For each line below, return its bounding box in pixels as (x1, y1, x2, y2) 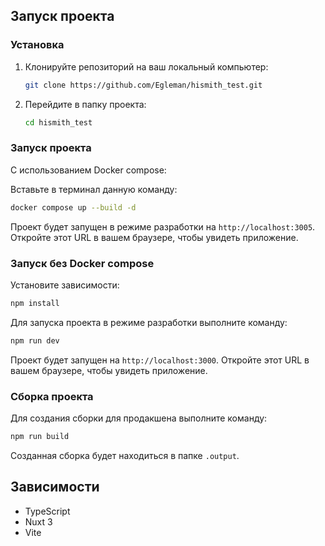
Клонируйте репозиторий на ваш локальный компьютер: (24, 60, 269, 73)
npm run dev (10, 335, 60, 346)
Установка (10, 38, 65, 52)
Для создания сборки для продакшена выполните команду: (10, 412, 268, 424)
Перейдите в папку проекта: (24, 98, 147, 110)
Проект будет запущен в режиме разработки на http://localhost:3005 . (10, 220, 316, 233)
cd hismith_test (24, 117, 93, 128)
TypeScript (24, 505, 71, 517)
